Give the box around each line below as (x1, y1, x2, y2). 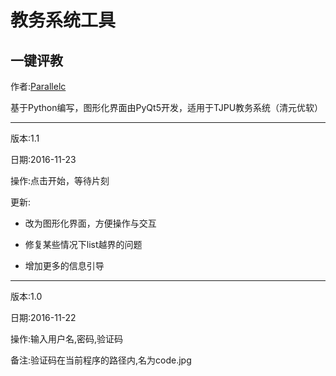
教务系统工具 (10, 9, 117, 32)
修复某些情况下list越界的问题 (24, 239, 143, 250)
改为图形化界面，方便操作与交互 (24, 217, 157, 229)
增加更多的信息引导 (24, 260, 105, 271)
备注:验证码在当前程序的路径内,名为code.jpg (10, 354, 192, 366)
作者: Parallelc (10, 81, 67, 92)
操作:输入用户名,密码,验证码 (10, 333, 124, 345)
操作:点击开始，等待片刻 (10, 175, 110, 186)
